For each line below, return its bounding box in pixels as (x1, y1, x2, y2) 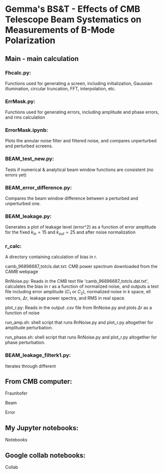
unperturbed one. (5, 201, 41, 206)
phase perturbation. (5, 339, 46, 345)
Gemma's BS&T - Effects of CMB (5, 3, 140, 15)
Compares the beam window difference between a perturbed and (5, 196, 138, 202)
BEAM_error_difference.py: (5, 184, 72, 191)
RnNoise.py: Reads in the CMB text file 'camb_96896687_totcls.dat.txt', (5, 278, 149, 284)
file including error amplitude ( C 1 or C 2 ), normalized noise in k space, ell (5, 289, 151, 296)
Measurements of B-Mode (5, 25, 115, 35)
